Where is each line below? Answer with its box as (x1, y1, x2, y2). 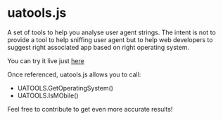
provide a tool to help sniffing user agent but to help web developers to (7, 35, 213, 44)
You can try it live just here (7, 56, 84, 65)
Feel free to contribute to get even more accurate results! (7, 105, 173, 113)
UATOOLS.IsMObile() (17, 91, 79, 100)
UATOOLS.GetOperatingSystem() (17, 84, 114, 92)
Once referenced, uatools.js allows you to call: (7, 70, 141, 79)
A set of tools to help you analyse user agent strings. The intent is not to (7, 28, 216, 36)
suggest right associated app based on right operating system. (7, 43, 190, 51)
